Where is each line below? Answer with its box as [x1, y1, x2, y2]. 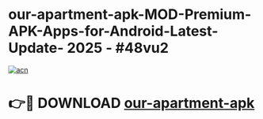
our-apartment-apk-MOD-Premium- [8, 6, 252, 24]
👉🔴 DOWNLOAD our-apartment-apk [8, 95, 255, 112]
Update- [8, 39, 64, 57]
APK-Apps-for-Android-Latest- [8, 22, 219, 40]
